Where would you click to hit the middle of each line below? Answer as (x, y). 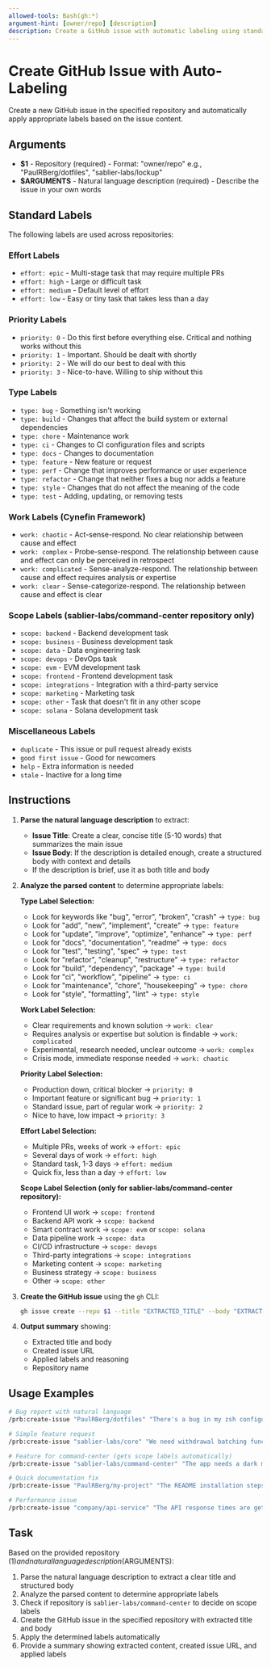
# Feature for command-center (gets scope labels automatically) (120, 1456)
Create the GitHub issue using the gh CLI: (90, 1296)
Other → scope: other (69, 1281)
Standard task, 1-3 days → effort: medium (102, 1164)
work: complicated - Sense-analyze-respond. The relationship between (139, 569)
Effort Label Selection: (58, 1130)
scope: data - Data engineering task (80, 650)
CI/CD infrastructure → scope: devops (94, 1246)
